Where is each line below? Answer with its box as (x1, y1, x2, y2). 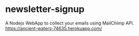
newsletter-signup (5, 3, 85, 15)
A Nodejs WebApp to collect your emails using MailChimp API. (5, 20, 134, 26)
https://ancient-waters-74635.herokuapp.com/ (5, 25, 102, 31)
